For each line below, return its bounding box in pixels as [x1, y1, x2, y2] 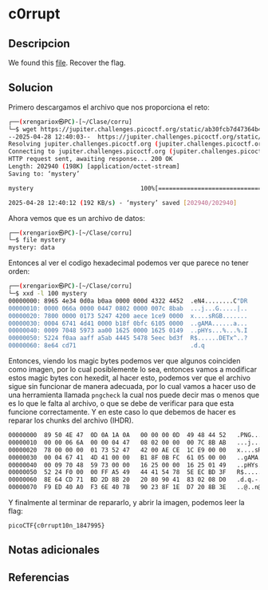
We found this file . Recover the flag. [8, 58, 126, 67]
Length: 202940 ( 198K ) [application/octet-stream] [8, 163, 180, 171]
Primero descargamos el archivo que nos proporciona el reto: [8, 102, 210, 112]
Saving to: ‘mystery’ [8, 170, 81, 178]
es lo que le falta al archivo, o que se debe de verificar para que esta [8, 399, 235, 408]
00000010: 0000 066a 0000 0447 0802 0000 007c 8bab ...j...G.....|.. [8, 304, 248, 312]
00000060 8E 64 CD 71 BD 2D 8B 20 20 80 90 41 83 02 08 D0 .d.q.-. [8, 476, 262, 484]
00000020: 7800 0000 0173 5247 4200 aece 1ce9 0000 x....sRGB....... [8, 311, 248, 320]
